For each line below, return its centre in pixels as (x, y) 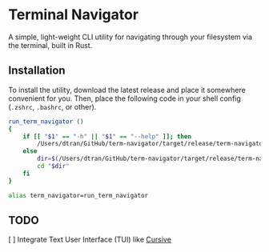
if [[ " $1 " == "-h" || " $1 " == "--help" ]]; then (107, 136)
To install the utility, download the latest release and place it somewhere (127, 90)
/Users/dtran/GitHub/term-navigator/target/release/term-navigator (152, 144)
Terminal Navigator (73, 15)
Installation (37, 71)
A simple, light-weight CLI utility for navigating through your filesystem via (130, 37)
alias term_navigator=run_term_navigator (78, 195)
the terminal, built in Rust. (50, 45)
